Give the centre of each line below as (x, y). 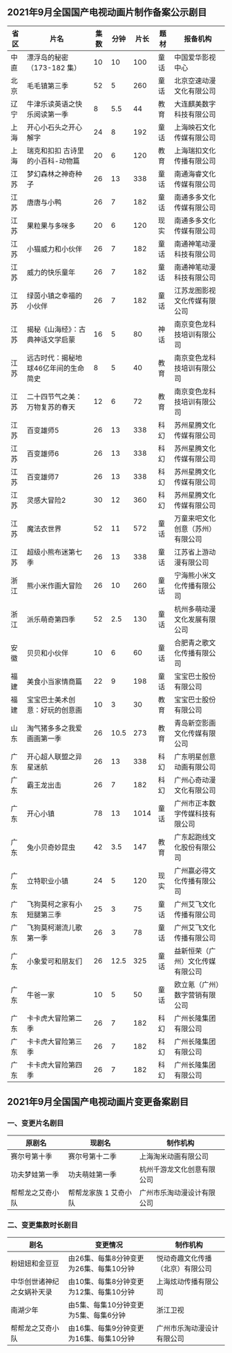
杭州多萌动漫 (195, 608)
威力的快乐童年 (51, 272)
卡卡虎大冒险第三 (55, 1042)
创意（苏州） (195, 528)
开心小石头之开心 (55, 127)
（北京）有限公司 (184, 1268)
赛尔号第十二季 (93, 1156)
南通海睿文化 (195, 173)
